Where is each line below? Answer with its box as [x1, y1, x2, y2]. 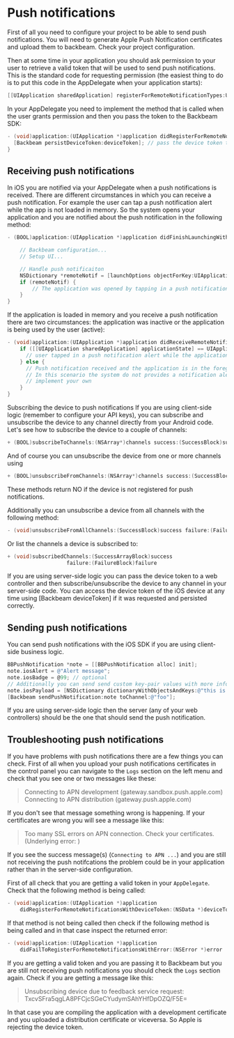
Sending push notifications [7, 621, 127, 633]
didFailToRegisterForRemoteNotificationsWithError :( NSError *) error [19, 946, 223, 953]
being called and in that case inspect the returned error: [7, 927, 168, 934]
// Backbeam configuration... [19, 247, 108, 254]
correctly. [7, 601, 35, 610]
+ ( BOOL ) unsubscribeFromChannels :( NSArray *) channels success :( [7, 472, 195, 479]
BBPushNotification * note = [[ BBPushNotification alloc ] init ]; [7, 661, 198, 668]
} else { [19, 358, 45, 365]
